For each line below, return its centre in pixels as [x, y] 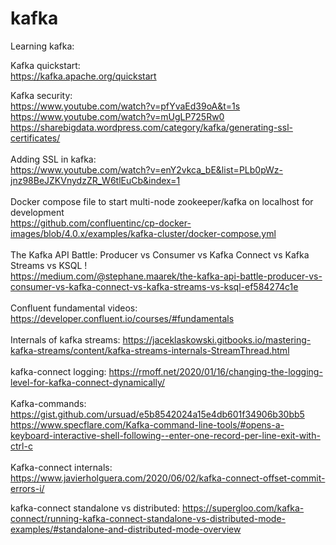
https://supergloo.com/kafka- [243, 508]
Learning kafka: [42, 46]
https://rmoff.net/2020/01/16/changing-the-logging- [215, 371]
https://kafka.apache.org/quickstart [83, 76]
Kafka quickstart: [45, 65]
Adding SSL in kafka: [53, 159]
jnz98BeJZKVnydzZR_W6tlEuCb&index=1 [95, 180]
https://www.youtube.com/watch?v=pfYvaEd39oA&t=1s [125, 106]
